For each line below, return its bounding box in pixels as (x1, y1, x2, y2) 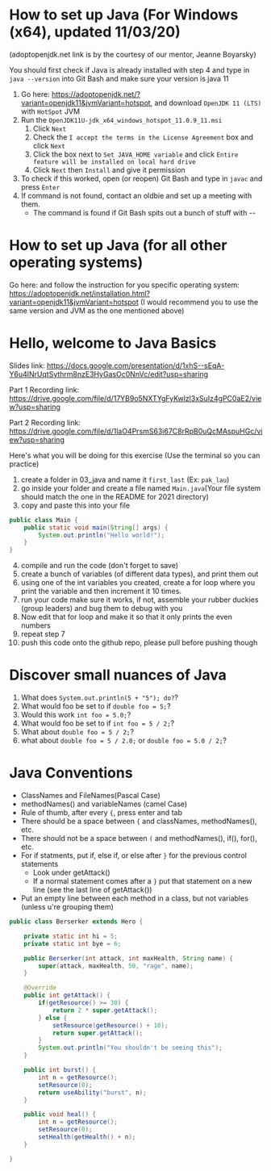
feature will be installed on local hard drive (32, 157, 196, 166)
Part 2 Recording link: (9, 417, 81, 427)
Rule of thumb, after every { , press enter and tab (20, 808, 182, 818)
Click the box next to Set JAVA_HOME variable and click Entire (32, 149, 239, 159)
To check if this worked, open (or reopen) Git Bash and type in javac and (20, 174, 263, 183)
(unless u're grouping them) (20, 902, 114, 912)
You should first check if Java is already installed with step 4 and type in (9, 65, 250, 74)
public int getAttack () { (23, 991, 111, 1000)
